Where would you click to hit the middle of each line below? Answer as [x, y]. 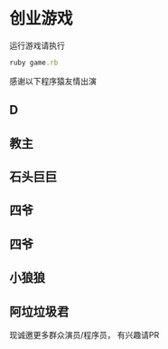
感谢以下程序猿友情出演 [53, 81]
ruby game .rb [34, 63]
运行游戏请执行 [37, 45]
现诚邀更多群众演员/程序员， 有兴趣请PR [84, 334]
